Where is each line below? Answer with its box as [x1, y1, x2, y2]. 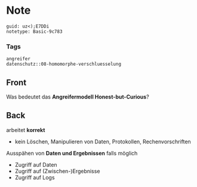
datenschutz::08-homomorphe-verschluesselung [6, 61, 121, 68]
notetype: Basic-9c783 [6, 28, 63, 35]
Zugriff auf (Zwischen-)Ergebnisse [14, 167, 100, 174]
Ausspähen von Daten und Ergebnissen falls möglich [6, 149, 138, 157]
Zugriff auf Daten [14, 161, 58, 168]
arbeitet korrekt [6, 126, 45, 133]
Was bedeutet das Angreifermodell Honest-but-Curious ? [6, 93, 149, 100]
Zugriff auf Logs [14, 174, 55, 181]
